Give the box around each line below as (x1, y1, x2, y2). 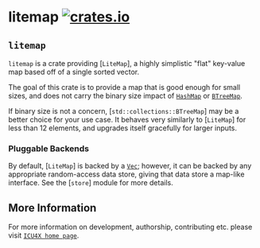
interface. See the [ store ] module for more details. (8, 178, 173, 188)
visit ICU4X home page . (8, 231, 80, 240)
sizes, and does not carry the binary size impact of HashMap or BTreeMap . (8, 91, 243, 100)
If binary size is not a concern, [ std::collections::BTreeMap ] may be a (8, 107, 239, 115)
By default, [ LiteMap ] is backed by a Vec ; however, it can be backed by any (8, 161, 252, 171)
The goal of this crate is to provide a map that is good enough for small (8, 83, 241, 91)
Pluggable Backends (8, 143, 90, 154)
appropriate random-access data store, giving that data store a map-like (8, 169, 245, 179)
